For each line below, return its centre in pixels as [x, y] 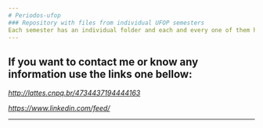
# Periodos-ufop [34, 15]
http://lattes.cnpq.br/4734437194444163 [74, 93]
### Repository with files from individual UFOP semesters [106, 23]
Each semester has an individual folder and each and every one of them [129, 30]
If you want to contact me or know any [103, 62]
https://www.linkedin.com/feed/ [59, 108]
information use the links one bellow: [100, 74]
